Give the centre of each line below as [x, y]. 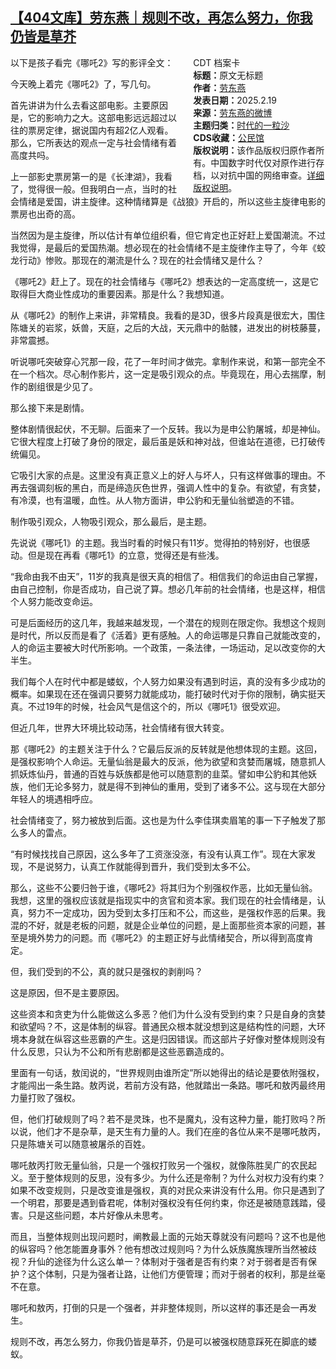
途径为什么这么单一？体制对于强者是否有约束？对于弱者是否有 [180, 1261]
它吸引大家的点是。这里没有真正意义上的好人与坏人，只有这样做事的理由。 [163, 475]
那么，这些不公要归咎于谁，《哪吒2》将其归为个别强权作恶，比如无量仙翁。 [164, 887]
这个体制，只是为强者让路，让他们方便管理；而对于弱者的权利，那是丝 [172, 1274]
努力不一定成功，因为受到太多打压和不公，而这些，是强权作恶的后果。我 [176, 912]
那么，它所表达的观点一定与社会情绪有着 [93, 142]
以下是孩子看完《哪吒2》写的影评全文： [92, 62]
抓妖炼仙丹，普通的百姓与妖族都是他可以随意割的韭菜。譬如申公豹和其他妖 [163, 774]
